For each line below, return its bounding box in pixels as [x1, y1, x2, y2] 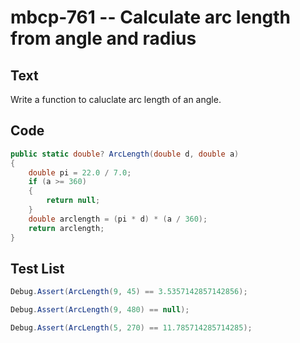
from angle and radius [10, 27, 197, 50]
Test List [10, 260, 65, 277]
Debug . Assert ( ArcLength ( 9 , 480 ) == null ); [10, 305, 190, 315]
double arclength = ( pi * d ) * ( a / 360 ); [28, 214, 208, 224]
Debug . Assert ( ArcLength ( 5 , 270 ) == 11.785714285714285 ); [10, 323, 253, 333]
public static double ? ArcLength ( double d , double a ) [10, 149, 240, 159]
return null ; [46, 196, 101, 206]
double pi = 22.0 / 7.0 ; [28, 167, 132, 178]
